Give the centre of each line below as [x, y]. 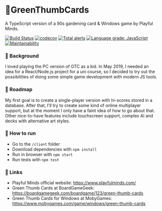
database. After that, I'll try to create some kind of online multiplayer [73, 105]
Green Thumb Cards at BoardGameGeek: [53, 188]
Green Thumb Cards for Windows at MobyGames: [62, 198]
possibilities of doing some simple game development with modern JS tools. [81, 77]
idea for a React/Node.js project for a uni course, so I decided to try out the [80, 72]
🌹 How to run [21, 134]
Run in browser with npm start [42, 154]
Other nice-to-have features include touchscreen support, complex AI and [79, 115]
